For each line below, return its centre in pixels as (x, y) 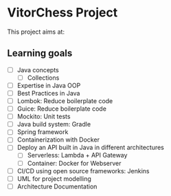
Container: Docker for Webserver (74, 163)
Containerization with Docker (58, 140)
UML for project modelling (54, 178)
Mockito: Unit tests (44, 117)
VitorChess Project (62, 13)
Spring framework (43, 132)
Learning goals (40, 53)
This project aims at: (36, 32)
